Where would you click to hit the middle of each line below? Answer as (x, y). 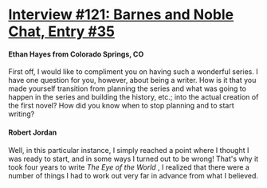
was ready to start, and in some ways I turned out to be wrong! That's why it (133, 159)
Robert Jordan (33, 132)
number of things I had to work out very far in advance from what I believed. (133, 175)
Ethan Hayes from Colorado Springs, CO (76, 54)
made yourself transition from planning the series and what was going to (128, 88)
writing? (22, 114)
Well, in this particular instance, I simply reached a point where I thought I (129, 150)
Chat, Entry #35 (62, 31)
